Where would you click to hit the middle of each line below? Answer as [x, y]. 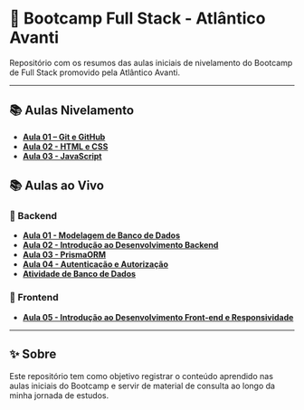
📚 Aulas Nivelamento [71, 111]
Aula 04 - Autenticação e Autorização [95, 264]
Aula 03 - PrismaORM [64, 255]
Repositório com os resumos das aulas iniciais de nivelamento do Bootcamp [151, 62]
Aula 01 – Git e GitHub [64, 137]
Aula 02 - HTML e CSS [65, 146]
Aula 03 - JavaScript [62, 156]
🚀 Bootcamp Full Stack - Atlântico [138, 19]
